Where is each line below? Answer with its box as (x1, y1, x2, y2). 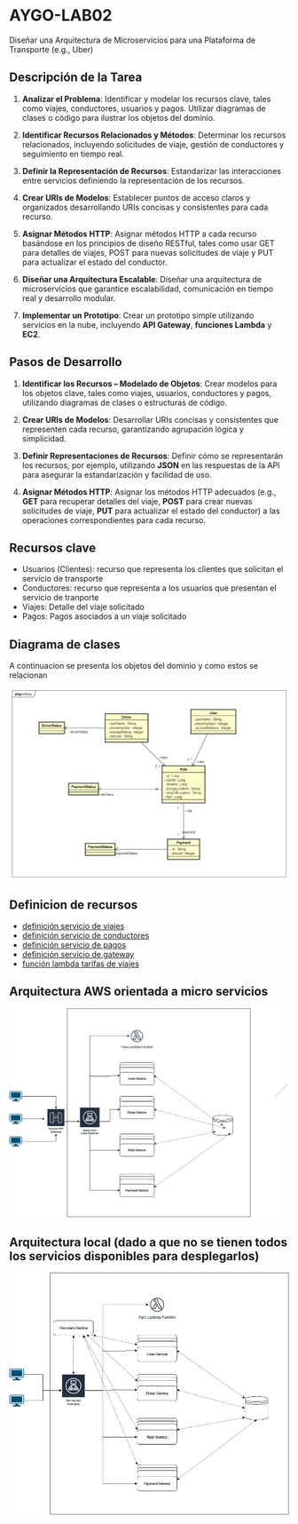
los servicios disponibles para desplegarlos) (9, 1249, 260, 1264)
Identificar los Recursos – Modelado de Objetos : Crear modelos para (21, 378, 278, 389)
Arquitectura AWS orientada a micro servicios (9, 984, 269, 999)
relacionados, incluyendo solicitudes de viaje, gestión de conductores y (21, 139, 285, 149)
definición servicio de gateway (21, 949, 135, 959)
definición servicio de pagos (21, 940, 127, 950)
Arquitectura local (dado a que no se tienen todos (9, 1234, 288, 1250)
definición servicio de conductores (21, 930, 150, 941)
